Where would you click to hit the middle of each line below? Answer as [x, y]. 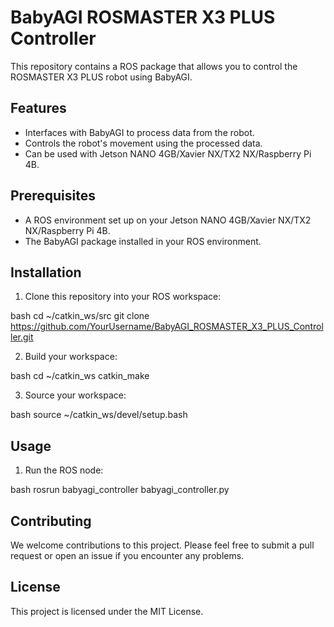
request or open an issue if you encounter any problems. [127, 555]
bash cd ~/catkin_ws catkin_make [80, 376]
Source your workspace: [75, 395]
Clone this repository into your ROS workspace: [123, 297]
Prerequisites [53, 196]
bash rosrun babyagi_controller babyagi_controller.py [120, 490]
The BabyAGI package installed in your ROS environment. [143, 241]
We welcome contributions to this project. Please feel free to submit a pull [162, 545]
